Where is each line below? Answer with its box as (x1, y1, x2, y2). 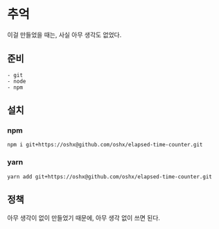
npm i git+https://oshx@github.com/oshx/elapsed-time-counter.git (7, 142, 203, 149)
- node (7, 78, 26, 85)
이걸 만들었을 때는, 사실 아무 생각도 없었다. (7, 31, 122, 39)
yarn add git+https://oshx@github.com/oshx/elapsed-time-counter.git (7, 173, 213, 180)
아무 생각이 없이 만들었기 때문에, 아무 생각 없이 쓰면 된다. (7, 213, 161, 222)
